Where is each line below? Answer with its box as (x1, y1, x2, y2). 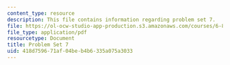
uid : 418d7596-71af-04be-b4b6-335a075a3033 (7, 48, 133, 55)
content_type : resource (7, 9, 75, 17)
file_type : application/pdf (7, 28, 88, 36)
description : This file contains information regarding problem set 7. (7, 16, 216, 23)
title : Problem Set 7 (7, 41, 69, 48)
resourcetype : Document (7, 35, 75, 42)
